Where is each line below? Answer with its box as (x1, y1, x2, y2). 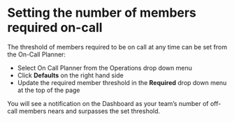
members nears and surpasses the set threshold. (18, 107, 161, 115)
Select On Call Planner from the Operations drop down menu (17, 63, 193, 72)
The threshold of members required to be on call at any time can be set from (7, 43, 228, 51)
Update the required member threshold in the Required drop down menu (17, 78, 227, 86)
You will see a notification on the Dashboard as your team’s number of (7, 99, 210, 107)
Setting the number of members (7, 5, 197, 21)
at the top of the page (17, 86, 80, 94)
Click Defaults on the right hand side (17, 71, 124, 79)
